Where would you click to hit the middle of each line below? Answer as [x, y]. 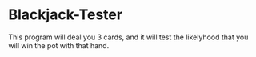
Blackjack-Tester [65, 15]
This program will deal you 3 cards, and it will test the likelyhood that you [128, 37]
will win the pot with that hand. [59, 45]
